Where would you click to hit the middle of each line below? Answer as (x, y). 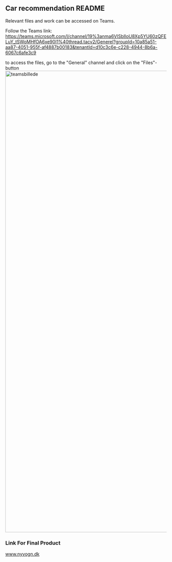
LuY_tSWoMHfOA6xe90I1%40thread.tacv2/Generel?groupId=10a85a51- (81, 42)
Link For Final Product (33, 542)
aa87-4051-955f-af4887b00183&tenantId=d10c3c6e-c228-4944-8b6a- (81, 47)
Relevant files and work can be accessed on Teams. (60, 21)
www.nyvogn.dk (23, 554)
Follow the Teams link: (29, 31)
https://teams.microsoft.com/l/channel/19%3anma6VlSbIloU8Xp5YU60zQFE (86, 36)
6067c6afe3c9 (21, 52)
